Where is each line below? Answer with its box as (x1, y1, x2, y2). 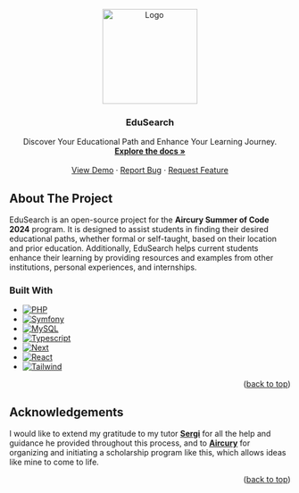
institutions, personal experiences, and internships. (9, 262, 197, 272)
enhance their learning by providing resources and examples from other (9, 253, 274, 263)
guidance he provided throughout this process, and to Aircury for (9, 438, 251, 448)
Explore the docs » (114, 146, 186, 156)
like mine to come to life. (9, 456, 100, 468)
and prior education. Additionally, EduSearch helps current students (9, 243, 259, 254)
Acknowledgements (9, 405, 124, 420)
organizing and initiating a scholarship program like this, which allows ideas (9, 447, 287, 458)
